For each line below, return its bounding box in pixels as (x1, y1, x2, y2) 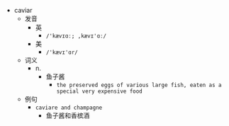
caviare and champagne (35, 104, 103, 111)
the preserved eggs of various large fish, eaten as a (56, 81, 222, 88)
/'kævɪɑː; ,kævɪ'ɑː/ (45, 33, 107, 40)
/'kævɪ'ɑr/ (45, 49, 78, 56)
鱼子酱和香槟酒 (45, 111, 90, 120)
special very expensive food (56, 88, 143, 95)
